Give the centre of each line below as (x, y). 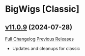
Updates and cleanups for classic (46, 48)
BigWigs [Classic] (42, 9)
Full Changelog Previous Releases (40, 39)
